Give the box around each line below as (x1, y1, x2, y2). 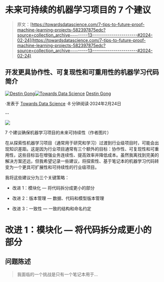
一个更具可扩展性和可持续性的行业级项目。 (13, 164, 99, 170)
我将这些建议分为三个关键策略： (5, 174, 69, 180)
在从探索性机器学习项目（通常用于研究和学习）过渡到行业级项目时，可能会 (5, 140, 155, 146)
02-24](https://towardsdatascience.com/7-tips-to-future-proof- (17, 37, 146, 43)
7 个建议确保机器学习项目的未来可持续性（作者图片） (5, 130, 111, 135)
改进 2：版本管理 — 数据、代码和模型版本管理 (12, 195, 104, 201)
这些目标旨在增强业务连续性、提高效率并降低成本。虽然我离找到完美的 (18, 152, 159, 158)
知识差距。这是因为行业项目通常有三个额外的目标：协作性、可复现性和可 (9, 146, 155, 151)
